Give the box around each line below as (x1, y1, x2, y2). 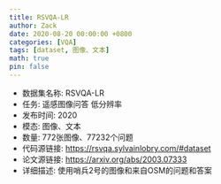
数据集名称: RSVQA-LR (21, 88, 104, 98)
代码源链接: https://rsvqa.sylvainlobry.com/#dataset (21, 142, 211, 153)
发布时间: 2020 (21, 110, 78, 120)
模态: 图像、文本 (21, 120, 81, 131)
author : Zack (9, 21, 57, 30)
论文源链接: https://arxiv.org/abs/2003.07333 (21, 154, 187, 165)
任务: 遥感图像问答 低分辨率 (21, 98, 122, 109)
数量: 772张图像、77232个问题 (21, 132, 134, 142)
